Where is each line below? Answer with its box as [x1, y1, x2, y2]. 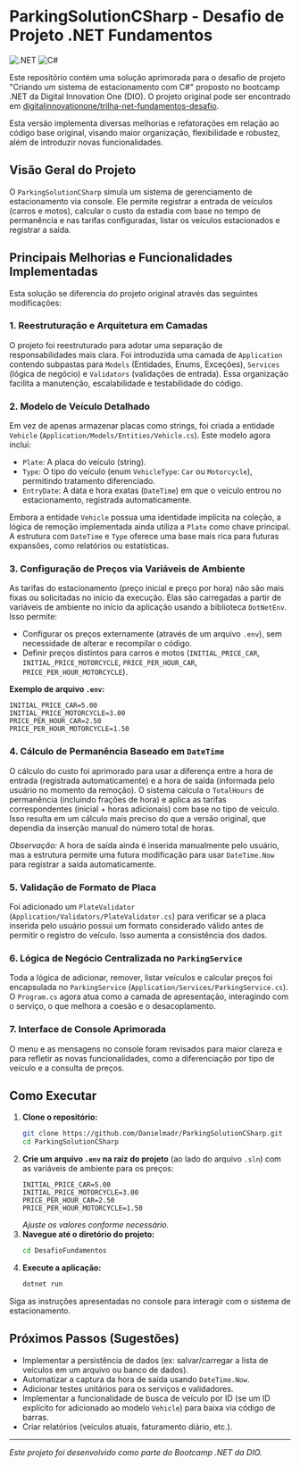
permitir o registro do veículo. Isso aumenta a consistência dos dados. [9, 930, 268, 941]
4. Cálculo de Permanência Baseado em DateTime [9, 745, 225, 758]
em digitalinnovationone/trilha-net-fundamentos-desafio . [9, 100, 220, 111]
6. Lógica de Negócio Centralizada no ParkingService [9, 952, 243, 964]
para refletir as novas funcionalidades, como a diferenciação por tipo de [9, 1053, 275, 1063]
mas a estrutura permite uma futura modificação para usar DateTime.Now [9, 849, 275, 860]
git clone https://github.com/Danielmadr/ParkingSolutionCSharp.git [21, 1129, 283, 1138]
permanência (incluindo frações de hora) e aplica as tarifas [9, 794, 227, 804]
